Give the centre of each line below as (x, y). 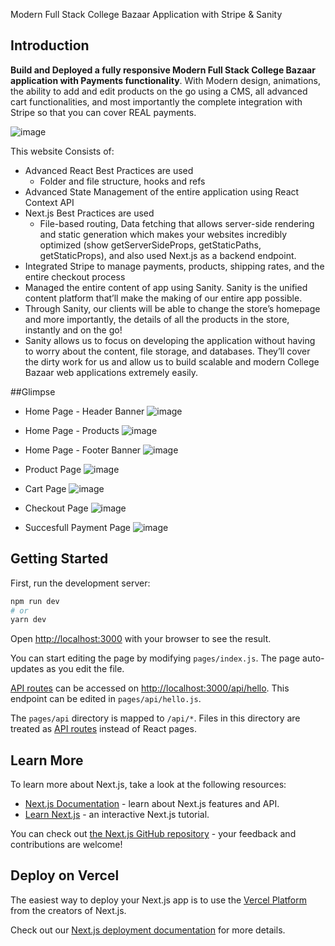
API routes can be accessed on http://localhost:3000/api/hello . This (150, 688)
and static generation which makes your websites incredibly (163, 234)
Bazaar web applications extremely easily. (111, 372)
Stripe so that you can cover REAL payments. (103, 112)
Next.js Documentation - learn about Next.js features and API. (152, 804)
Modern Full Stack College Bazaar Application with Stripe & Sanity (146, 14)
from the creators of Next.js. (68, 910)
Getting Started (59, 559)
